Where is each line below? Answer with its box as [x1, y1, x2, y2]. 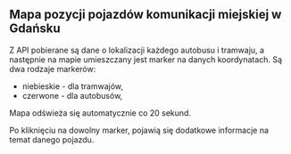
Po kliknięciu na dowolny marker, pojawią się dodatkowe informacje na [9, 125, 270, 135]
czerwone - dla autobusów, [21, 90, 123, 101]
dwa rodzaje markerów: [9, 63, 96, 74]
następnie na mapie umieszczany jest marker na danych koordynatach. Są [9, 53, 283, 65]
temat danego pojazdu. [9, 134, 95, 145]
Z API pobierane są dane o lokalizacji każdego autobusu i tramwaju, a [9, 45, 265, 55]
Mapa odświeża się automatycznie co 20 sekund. [9, 107, 192, 118]
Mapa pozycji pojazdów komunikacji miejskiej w [9, 7, 282, 22]
